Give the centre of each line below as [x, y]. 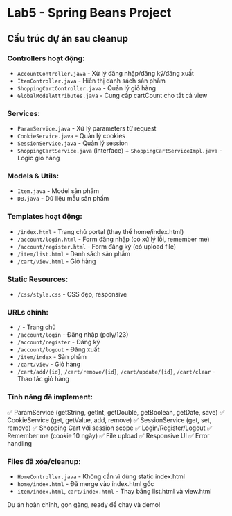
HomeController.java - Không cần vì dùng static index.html [101, 476]
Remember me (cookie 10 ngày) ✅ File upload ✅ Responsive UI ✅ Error [108, 435]
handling [20, 443]
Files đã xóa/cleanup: [44, 461]
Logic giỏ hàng [38, 158]
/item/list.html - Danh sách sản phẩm [73, 253]
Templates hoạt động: [45, 217]
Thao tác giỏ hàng [43, 379]
